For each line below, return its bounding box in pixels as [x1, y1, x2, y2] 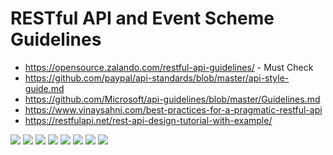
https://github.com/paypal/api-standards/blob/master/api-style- [24, 72, 290, 84]
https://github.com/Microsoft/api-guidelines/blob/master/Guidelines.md [24, 93, 321, 105]
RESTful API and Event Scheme [10, 7, 275, 30]
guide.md [24, 82, 65, 94]
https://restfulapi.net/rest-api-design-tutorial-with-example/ [24, 114, 273, 126]
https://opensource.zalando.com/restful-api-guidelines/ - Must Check [24, 61, 314, 73]
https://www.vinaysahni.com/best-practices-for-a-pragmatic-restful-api [24, 103, 323, 116]
